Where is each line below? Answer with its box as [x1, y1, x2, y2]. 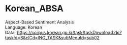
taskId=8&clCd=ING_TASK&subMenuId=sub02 [5, 35, 100, 41]
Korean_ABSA [5, 3, 64, 14]
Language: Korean [5, 24, 43, 30]
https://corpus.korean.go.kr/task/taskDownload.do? [17, 29, 122, 35]
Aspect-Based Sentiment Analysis [5, 19, 74, 25]
